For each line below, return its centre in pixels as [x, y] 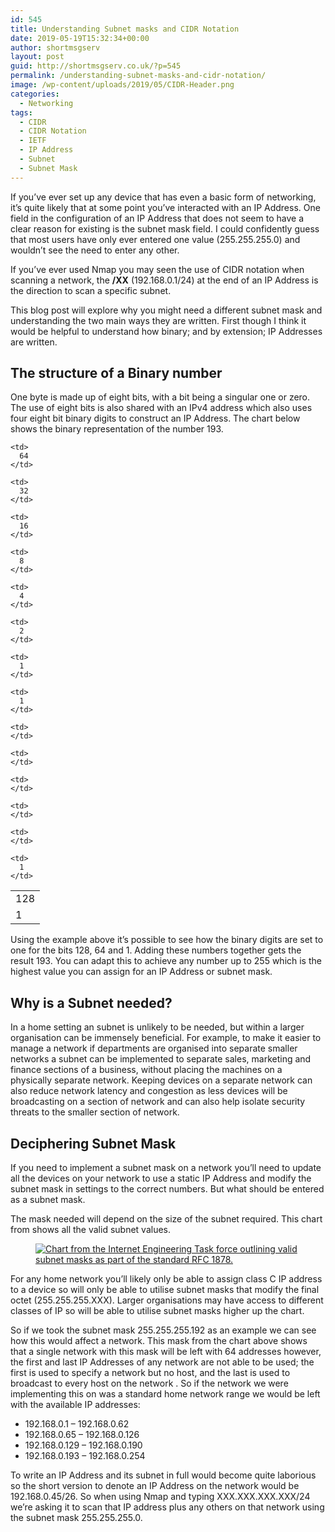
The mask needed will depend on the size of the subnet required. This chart [166, 1219]
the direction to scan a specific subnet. [91, 290]
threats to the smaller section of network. [95, 1112]
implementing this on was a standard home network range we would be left [165, 1394]
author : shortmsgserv [55, 47]
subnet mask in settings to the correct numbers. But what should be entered [167, 1189]
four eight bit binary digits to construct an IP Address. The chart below [155, 418]
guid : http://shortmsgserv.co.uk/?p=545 [96, 66]
